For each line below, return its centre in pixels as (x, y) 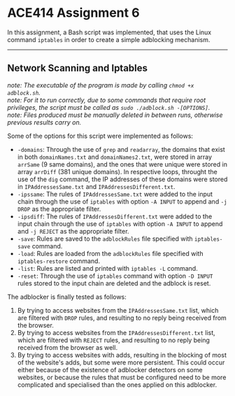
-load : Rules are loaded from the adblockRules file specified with (110, 253)
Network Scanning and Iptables (78, 68)
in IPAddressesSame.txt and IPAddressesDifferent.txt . (96, 186)
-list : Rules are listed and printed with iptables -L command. (107, 268)
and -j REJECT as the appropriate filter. (73, 231)
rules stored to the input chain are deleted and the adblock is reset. (114, 283)
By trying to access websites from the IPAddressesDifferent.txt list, (116, 332)
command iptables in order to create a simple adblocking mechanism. (109, 39)
